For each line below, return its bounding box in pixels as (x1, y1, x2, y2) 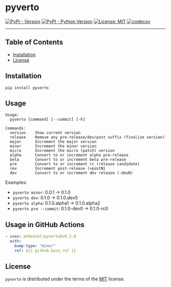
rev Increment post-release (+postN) (10, 166, 106, 171)
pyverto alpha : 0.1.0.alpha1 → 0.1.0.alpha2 (12, 200, 101, 206)
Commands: (5, 126, 26, 131)
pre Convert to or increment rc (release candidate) (10, 162, 140, 167)
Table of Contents (5, 38, 64, 47)
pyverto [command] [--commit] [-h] (10, 117, 85, 122)
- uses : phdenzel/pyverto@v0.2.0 (5, 234, 76, 239)
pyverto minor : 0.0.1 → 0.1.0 (12, 189, 71, 195)
